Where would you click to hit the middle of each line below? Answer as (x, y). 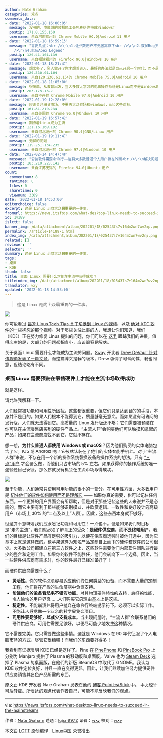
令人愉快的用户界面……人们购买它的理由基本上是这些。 (67, 599)
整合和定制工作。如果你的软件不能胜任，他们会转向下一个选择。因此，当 (86, 554)
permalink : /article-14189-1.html (40, 231)
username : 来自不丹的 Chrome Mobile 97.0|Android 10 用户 (67, 95)
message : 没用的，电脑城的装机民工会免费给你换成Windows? (62, 28)
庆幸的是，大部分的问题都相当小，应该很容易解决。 (60, 342)
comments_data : (20, 18)
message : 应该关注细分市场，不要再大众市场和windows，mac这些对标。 (72, 105)
